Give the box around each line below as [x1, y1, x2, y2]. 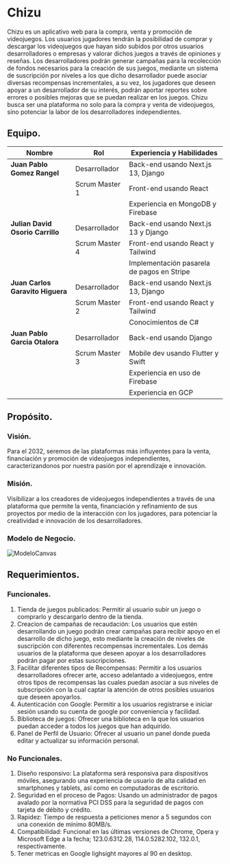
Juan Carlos [10, 278, 51, 288]
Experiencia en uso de [129, 368, 201, 377]
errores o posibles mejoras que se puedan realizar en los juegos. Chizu [7, 93, 208, 101]
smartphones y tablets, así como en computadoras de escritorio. [16, 784, 200, 792]
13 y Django [129, 227, 169, 237]
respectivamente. [16, 842, 67, 850]
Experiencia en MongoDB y [129, 199, 217, 209]
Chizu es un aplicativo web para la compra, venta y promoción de [7, 27, 192, 36]
